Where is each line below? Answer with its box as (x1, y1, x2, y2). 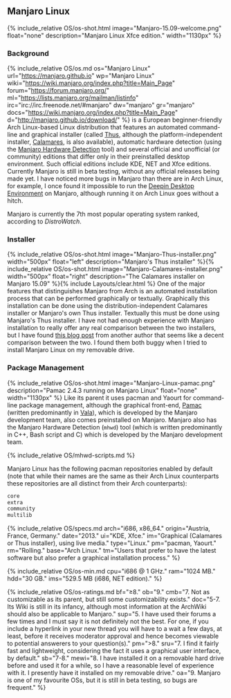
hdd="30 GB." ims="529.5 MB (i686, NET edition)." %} (7, 574, 163, 583)
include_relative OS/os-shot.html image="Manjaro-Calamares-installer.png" (7, 265, 223, 273)
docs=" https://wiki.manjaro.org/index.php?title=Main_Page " (7, 109, 178, 117)
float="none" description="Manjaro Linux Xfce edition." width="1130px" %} (7, 31, 222, 39)
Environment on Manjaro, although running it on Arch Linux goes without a (7, 190, 219, 198)
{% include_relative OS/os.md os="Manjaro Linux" (7, 64, 151, 73)
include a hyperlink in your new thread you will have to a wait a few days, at (7, 625, 223, 633)
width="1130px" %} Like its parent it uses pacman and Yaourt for (7, 394, 192, 402)
